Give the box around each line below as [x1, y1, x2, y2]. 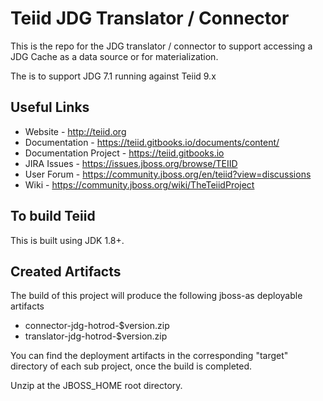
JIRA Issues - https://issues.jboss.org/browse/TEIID [24, 157, 238, 169]
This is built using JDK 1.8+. [10, 234, 125, 246]
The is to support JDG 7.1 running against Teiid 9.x [10, 70, 217, 82]
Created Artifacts [10, 263, 122, 280]
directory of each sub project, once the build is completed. [10, 360, 253, 372]
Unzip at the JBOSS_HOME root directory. [10, 380, 183, 392]
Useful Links [10, 99, 90, 116]
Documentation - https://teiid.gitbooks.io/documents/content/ [24, 136, 280, 148]
